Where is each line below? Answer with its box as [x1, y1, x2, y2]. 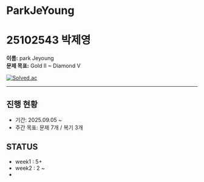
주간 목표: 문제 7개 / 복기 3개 [15, 124, 83, 131]
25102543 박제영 [6, 33, 91, 47]
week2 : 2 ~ [15, 164, 46, 172]
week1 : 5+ [15, 158, 42, 165]
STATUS [6, 142, 38, 152]
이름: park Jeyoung [6, 55, 55, 62]
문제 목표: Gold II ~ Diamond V [6, 62, 81, 70]
